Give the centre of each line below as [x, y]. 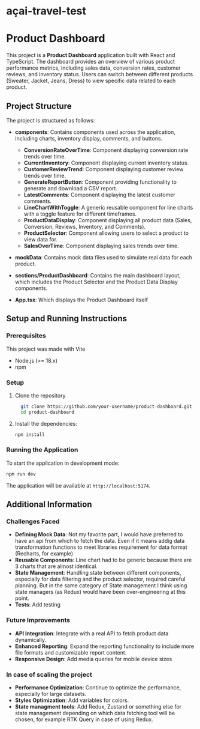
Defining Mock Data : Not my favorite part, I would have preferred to [99, 534]
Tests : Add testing [38, 605]
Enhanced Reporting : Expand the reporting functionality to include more [104, 646]
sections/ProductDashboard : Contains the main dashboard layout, [98, 275]
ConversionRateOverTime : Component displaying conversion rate [106, 150]
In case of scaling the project [49, 674]
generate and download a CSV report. [71, 188]
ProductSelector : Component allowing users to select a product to [106, 233]
